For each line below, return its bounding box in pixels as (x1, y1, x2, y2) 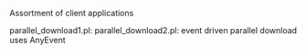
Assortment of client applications (9, 8, 134, 18)
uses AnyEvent (9, 35, 66, 45)
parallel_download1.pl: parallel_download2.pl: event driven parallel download (9, 25, 298, 35)
